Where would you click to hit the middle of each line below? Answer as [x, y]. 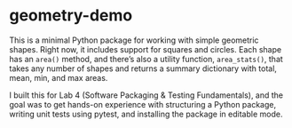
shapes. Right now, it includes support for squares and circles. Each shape [146, 49]
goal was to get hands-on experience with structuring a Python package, [143, 104]
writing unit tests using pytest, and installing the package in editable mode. [146, 114]
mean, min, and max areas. [59, 77]
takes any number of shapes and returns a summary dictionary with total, [143, 68]
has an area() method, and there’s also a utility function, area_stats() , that [146, 59]
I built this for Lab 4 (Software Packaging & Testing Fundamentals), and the [146, 95]
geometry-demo [71, 16]
